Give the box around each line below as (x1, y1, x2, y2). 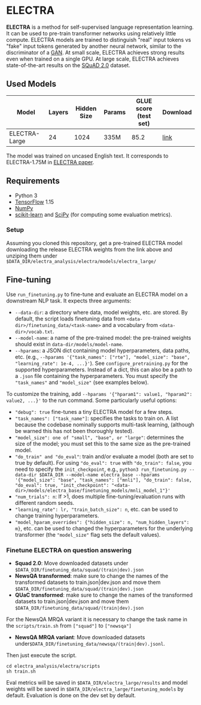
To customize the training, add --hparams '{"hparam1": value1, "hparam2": (6, 390, 193, 397)
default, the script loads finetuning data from (14, 315, 126, 322)
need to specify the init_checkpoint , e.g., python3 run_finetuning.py (14, 465, 187, 473)
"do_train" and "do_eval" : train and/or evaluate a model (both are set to (14, 453, 194, 460)
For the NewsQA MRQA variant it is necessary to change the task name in (6, 615, 187, 623)
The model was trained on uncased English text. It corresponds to (6, 152, 169, 159)
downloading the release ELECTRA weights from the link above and (6, 246, 172, 253)
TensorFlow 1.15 (14, 198, 54, 205)
